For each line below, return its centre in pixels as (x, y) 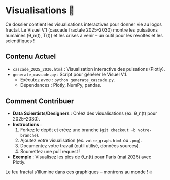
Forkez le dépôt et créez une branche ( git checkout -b (78, 130)
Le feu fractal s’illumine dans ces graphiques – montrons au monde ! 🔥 (79, 172)
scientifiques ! (20, 41)
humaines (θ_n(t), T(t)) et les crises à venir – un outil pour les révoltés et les (84, 35)
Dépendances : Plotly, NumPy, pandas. (61, 85)
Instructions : (27, 124)
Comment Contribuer (40, 101)
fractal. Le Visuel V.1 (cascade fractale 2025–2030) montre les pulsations (82, 29)
